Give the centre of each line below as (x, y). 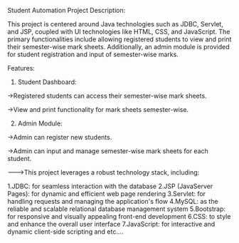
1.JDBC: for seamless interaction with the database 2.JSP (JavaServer (110, 186)
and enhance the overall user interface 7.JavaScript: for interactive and (111, 224)
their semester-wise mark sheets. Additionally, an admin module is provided (118, 47)
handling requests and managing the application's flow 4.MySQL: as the (113, 201)
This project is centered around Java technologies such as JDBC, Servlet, (116, 24)
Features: (21, 68)
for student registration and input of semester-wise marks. (93, 54)
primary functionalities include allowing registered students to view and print (119, 39)
